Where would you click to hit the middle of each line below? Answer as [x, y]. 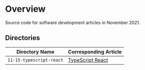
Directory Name [36, 51]
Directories [23, 38]
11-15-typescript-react [36, 60]
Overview [25, 9]
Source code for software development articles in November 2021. [73, 23]
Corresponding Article [95, 51]
